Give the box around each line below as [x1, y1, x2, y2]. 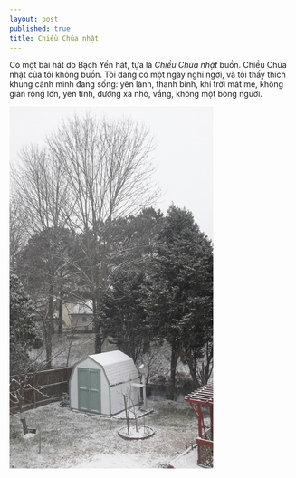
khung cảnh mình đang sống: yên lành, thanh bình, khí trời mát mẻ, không [9, 79, 283, 90]
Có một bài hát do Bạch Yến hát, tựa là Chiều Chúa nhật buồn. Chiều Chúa [9, 60, 287, 71]
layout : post [9, 14, 59, 24]
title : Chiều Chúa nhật [9, 33, 100, 43]
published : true [9, 24, 71, 33]
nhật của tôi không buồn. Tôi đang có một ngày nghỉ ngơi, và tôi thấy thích [9, 69, 287, 81]
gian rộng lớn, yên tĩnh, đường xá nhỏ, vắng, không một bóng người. [9, 89, 263, 100]
